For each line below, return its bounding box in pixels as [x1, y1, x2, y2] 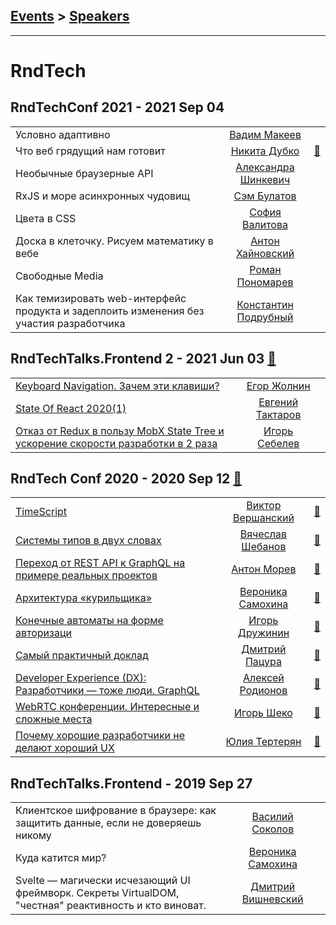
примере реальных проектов [15, 569, 158, 583]
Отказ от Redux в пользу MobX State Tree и [15, 424, 225, 438]
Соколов [251, 822, 295, 836]
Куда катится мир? [15, 851, 107, 865]
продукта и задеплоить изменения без [15, 304, 205, 318]
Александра [235, 160, 295, 174]
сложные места [15, 712, 93, 726]
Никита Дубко [230, 144, 300, 158]
